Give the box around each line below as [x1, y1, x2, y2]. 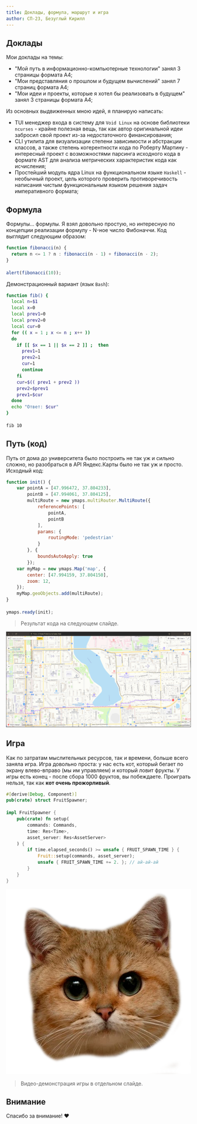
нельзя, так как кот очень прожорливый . [6, 779, 111, 786]
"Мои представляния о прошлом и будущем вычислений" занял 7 [14, 78, 181, 85]
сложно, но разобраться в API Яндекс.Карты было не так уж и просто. [6, 461, 184, 468]
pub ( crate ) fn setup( [16, 816, 69, 822]
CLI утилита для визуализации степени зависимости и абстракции [14, 138, 182, 145]
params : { [37, 529, 62, 535]
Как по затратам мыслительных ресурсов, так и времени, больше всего [6, 754, 189, 761]
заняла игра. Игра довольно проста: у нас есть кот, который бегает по [6, 760, 184, 767]
